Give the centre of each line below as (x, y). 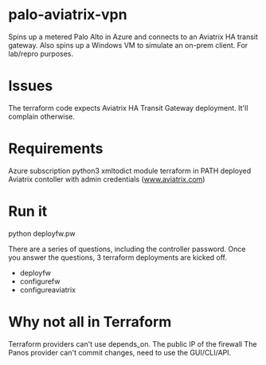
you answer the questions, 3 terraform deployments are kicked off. (118, 257)
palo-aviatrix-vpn (68, 15)
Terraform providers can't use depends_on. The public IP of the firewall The (133, 343)
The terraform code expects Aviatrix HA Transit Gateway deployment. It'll (128, 108)
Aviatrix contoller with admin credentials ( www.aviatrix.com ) (107, 179)
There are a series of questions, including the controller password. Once (127, 249)
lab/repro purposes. (41, 53)
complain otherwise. (42, 116)
